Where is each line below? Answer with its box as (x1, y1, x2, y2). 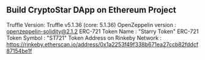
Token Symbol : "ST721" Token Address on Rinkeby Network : (6, 34, 162, 42)
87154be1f (6, 47, 32, 54)
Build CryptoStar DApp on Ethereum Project (6, 5, 176, 15)
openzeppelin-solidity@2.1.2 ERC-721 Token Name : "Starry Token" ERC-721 (6, 28, 199, 35)
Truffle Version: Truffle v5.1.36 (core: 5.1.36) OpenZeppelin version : (6, 21, 176, 28)
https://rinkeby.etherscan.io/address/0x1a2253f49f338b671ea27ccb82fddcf (6, 40, 199, 48)
